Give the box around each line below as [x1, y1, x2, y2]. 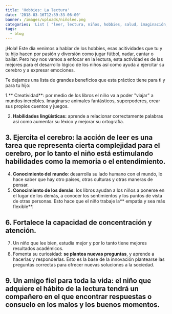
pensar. [12, 182, 29, 188]
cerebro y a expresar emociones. [5, 67, 75, 73]
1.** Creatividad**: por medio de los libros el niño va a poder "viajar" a [5, 93, 154, 98]
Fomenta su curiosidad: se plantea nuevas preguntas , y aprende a [12, 251, 155, 257]
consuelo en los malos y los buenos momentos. [5, 300, 160, 309]
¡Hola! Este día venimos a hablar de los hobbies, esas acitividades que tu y [5, 46, 163, 51]
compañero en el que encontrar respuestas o [5, 293, 152, 301]
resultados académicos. [12, 245, 64, 251]
